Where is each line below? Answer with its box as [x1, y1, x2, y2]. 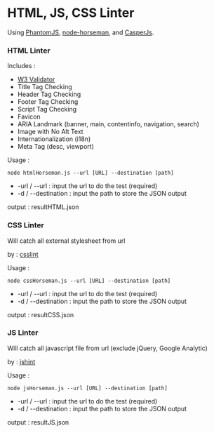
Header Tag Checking [17, 90, 81, 99]
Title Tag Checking [17, 83, 72, 91]
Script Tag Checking [17, 105, 77, 114]
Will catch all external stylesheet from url [7, 237, 126, 245]
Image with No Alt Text [17, 128, 83, 136]
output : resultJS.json [7, 418, 69, 426]
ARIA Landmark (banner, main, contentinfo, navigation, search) [17, 120, 200, 128]
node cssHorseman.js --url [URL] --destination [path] [7, 277, 171, 284]
